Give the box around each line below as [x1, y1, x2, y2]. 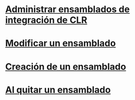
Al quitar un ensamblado [5, 84, 111, 95]
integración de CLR [5, 14, 87, 26]
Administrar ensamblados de [5, 4, 130, 15]
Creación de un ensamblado [5, 61, 126, 72]
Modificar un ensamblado [5, 38, 116, 49]
